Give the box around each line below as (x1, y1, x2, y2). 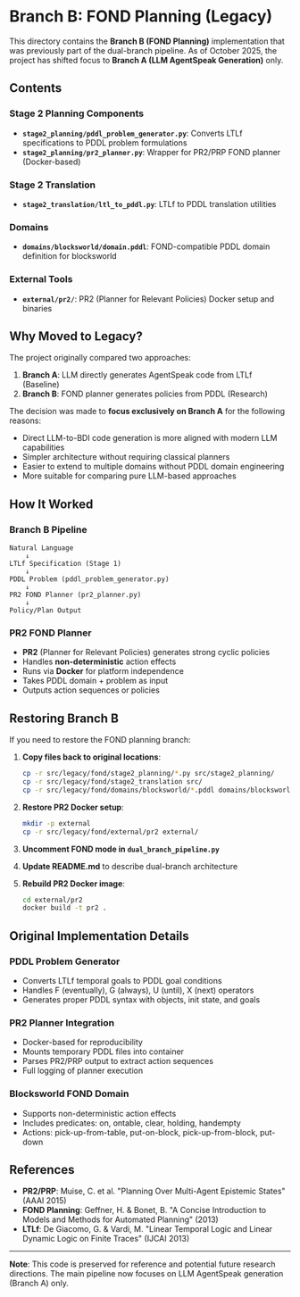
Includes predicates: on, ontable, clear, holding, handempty (21, 1118, 241, 1128)
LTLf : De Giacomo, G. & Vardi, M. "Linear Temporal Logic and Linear (21, 1224, 273, 1235)
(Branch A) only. (9, 1278, 69, 1289)
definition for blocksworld (21, 251, 118, 262)
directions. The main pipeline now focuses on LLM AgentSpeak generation (9, 1268, 284, 1279)
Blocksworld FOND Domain (9, 1087, 129, 1100)
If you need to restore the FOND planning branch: (9, 735, 191, 745)
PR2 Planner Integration (9, 1016, 114, 1028)
